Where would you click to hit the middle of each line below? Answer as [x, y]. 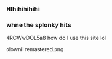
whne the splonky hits [39, 24]
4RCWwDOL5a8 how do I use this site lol [56, 38]
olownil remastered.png [35, 49]
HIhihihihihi [23, 9]
